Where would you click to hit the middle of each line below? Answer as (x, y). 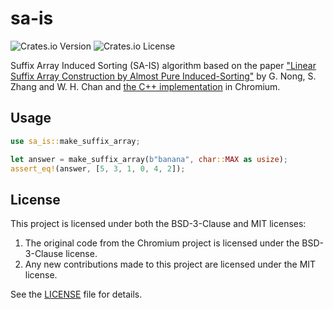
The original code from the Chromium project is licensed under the (162, 243)
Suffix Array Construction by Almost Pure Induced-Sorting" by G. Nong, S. (163, 76)
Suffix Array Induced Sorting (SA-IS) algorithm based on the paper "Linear (163, 65)
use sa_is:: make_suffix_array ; (75, 141)
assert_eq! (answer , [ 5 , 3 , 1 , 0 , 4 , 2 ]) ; (98, 168)
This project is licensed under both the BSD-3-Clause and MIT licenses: (158, 224)
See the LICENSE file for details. (76, 294)
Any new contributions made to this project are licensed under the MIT (170, 264)
